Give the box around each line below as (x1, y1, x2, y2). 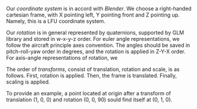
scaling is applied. (6, 78, 50, 85)
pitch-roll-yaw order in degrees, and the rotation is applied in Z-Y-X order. (6, 48, 186, 55)
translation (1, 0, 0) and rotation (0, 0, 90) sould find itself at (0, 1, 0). (6, 96, 173, 103)
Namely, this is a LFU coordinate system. (6, 18, 106, 24)
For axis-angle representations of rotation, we (6, 54, 118, 61)
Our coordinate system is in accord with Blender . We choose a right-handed (6, 5, 192, 12)
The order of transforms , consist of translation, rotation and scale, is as (6, 66, 180, 73)
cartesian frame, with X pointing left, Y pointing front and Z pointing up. (6, 11, 180, 18)
